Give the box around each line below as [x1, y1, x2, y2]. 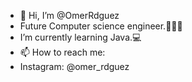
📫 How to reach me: [19, 46, 106, 58]
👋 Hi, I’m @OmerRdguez [19, 10, 120, 21]
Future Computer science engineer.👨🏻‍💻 [19, 20, 183, 32]
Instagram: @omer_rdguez [19, 61, 130, 72]
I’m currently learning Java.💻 [19, 31, 142, 43]
